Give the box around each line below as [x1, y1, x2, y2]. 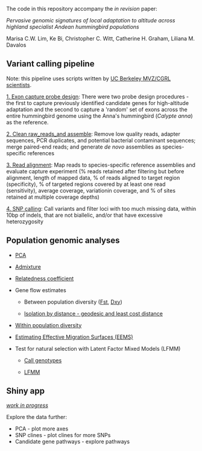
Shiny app [6, 386, 45, 396]
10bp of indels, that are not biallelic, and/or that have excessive [6, 211, 163, 219]
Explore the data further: [6, 414, 68, 421]
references [27, 149, 55, 156]
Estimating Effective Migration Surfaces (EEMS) [14, 333, 134, 341]
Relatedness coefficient [14, 275, 74, 282]
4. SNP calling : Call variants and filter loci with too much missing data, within [6, 205, 197, 212]
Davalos [6, 42, 27, 48]
